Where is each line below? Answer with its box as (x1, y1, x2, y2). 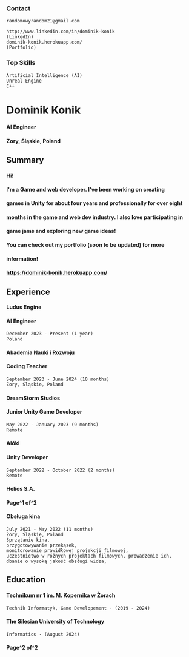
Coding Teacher (6, 363, 48, 370)
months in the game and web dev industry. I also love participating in (6, 214, 184, 221)
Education (6, 574, 46, 585)
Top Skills (6, 59, 36, 67)
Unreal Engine (6, 78, 42, 84)
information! (6, 255, 39, 262)
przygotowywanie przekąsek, (6, 542, 78, 548)
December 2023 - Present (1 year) (6, 331, 94, 337)
